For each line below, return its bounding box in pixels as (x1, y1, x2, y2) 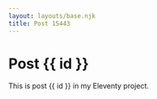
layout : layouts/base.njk (8, 11, 95, 20)
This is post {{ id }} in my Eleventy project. (8, 81, 150, 91)
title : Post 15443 (8, 19, 70, 28)
